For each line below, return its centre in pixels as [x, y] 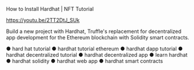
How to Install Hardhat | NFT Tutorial [50, 9]
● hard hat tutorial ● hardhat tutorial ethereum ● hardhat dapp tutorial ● [94, 49]
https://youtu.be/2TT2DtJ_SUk [43, 20]
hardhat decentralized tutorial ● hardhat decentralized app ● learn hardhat [97, 55]
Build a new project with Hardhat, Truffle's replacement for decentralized [94, 31]
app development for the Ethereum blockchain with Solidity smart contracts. [98, 37]
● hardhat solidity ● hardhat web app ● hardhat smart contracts [85, 61]
